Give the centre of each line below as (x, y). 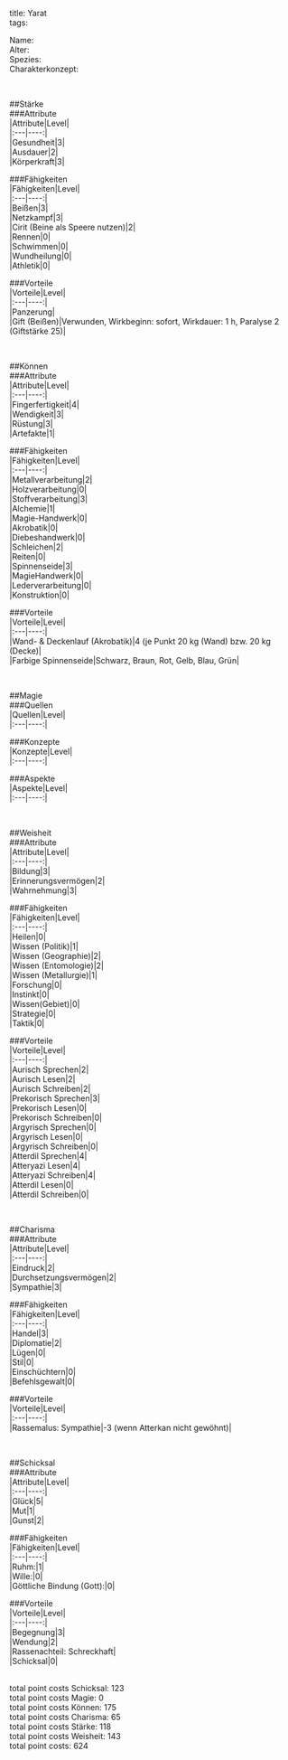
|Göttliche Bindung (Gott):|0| (62, 1586)
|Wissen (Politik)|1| (44, 946)
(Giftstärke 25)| (37, 331)
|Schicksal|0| (34, 1661)
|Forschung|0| (36, 985)
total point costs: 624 (49, 1746)
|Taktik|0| (27, 1023)
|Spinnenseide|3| (42, 566)
